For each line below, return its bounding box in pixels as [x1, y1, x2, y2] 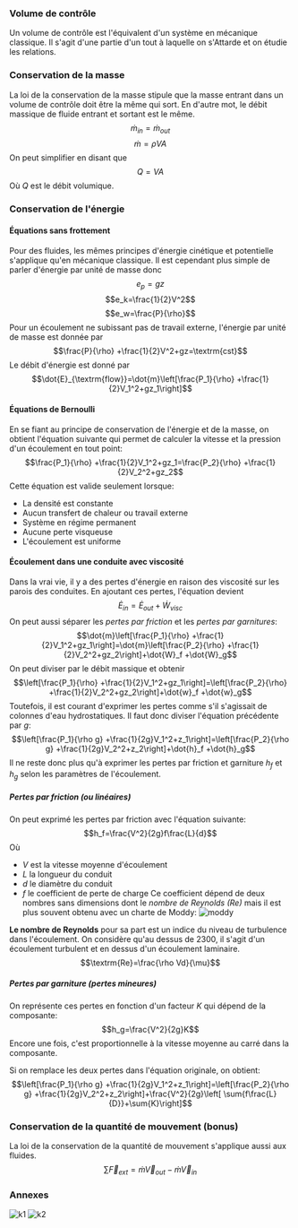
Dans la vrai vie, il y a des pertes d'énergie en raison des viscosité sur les [9, 576, 280, 587]
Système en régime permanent [21, 516, 137, 527]
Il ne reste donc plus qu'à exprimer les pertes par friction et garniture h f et [9, 757, 283, 770]
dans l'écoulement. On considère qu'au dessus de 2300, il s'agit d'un [9, 934, 266, 945]
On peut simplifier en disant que [9, 152, 128, 163]
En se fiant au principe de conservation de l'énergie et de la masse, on [9, 424, 269, 435]
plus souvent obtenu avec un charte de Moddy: [21, 907, 197, 918]
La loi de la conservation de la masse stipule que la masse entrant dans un [9, 89, 284, 100]
